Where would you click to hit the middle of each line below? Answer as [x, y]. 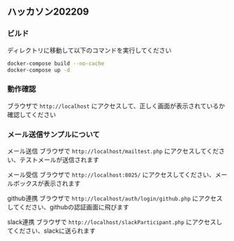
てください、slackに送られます [51, 231]
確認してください [32, 114]
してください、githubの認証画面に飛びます [68, 207]
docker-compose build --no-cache [56, 63]
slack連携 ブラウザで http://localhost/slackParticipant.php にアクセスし [115, 222]
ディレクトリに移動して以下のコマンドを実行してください [89, 50]
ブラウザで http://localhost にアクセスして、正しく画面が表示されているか [116, 106]
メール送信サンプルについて [53, 135]
